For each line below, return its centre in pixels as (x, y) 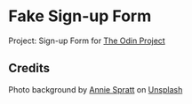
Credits (29, 68)
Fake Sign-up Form (80, 16)
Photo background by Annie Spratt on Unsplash (96, 89)
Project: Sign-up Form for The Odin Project (87, 41)
